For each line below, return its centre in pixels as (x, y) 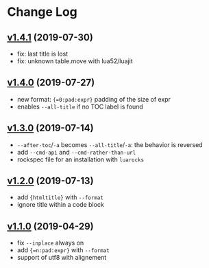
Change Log (42, 12)
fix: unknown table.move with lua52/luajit (75, 61)
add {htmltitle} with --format (60, 197)
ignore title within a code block (60, 205)
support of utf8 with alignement (62, 258)
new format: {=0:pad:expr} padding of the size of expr (94, 99)
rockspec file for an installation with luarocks (81, 159)
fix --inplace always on (50, 243)
